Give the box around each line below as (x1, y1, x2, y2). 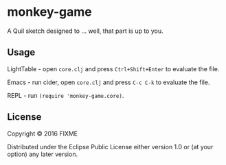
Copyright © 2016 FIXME (7, 129, 78, 138)
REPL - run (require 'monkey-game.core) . (7, 91, 124, 99)
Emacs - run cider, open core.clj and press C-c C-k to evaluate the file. (7, 78, 210, 86)
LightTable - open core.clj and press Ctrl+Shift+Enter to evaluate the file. (7, 64, 220, 73)
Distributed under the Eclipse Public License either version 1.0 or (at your (7, 142, 214, 151)
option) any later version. (7, 150, 78, 158)
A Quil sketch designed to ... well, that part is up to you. (7, 27, 163, 35)
